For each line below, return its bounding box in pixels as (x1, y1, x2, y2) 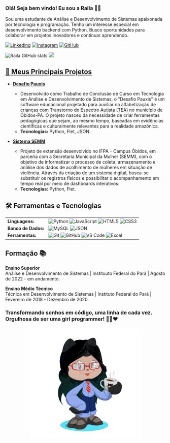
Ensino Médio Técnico (5, 286, 53, 292)
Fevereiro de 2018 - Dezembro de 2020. (5, 297, 89, 303)
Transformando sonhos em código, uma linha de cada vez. (5, 309, 153, 317)
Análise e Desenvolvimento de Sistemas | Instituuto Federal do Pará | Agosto (5, 270, 165, 276)
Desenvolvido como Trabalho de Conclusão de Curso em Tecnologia (20, 91, 164, 97)
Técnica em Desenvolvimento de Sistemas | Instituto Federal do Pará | (5, 291, 152, 297)
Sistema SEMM (12, 138, 46, 144)
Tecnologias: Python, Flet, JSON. (20, 129, 91, 135)
